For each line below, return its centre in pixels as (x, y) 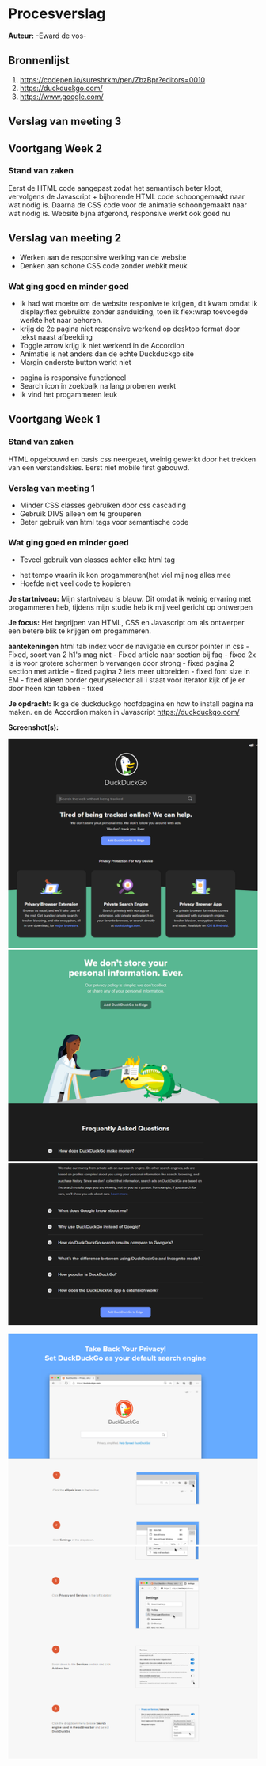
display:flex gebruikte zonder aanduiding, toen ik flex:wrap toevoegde (133, 311)
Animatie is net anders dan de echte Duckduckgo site (107, 354)
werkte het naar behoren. (61, 320)
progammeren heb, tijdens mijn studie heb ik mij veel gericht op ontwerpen (131, 607)
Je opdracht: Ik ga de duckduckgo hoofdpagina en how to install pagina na (131, 704)
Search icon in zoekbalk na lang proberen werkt (98, 385)
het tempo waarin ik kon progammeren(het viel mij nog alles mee (125, 575)
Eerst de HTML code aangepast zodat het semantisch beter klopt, (116, 188)
